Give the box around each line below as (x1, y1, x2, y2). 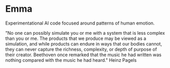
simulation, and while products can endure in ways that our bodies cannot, (5, 40, 162, 47)
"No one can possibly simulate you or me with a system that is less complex (5, 30, 165, 36)
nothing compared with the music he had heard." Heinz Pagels (5, 57, 137, 63)
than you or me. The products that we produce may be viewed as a (5, 35, 147, 41)
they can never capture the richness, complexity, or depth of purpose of (5, 46, 157, 52)
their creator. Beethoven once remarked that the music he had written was (5, 52, 162, 58)
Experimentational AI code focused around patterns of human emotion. (5, 20, 155, 26)
